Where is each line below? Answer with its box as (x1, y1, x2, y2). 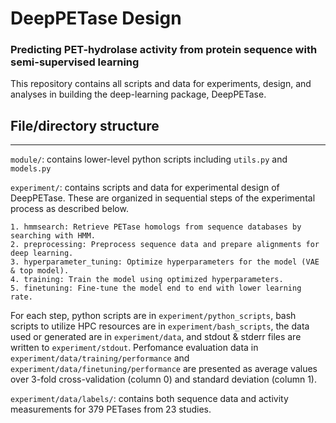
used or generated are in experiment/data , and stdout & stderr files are (10, 331, 302, 343)
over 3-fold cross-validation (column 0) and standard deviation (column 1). (10, 373, 317, 386)
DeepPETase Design (10, 7, 182, 30)
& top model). (10, 266, 70, 276)
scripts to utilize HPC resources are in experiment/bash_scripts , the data (10, 320, 310, 332)
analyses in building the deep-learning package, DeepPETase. (10, 88, 267, 101)
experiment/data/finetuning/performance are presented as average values (10, 363, 318, 375)
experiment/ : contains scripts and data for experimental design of (10, 182, 280, 194)
